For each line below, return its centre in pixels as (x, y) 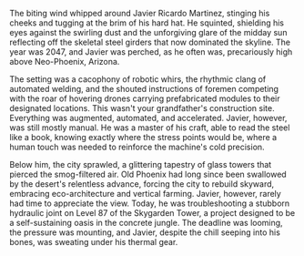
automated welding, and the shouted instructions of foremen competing (144, 89)
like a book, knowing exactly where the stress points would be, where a (143, 137)
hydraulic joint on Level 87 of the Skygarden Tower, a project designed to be (152, 213)
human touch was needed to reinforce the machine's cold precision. (137, 147)
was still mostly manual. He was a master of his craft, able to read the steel (150, 128)
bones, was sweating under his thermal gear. (94, 242)
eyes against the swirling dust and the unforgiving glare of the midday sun (148, 32)
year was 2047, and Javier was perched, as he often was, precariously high (151, 52)
